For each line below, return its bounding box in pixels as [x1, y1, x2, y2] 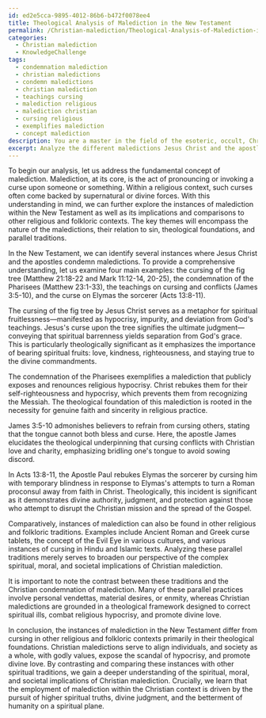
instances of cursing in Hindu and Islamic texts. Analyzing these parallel [8, 544, 243, 554]
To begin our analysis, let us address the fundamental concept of [8, 166, 221, 175]
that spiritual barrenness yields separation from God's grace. [43, 331, 243, 341]
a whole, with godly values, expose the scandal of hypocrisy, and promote [8, 651, 251, 660]
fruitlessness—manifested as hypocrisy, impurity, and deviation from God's [8, 315, 253, 324]
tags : [8, 56, 26, 64]
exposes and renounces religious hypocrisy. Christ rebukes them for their [8, 380, 248, 390]
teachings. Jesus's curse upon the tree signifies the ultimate [8, 323, 206, 333]
